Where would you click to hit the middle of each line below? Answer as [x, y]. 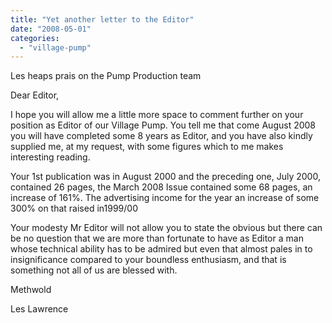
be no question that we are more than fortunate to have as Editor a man [157, 238]
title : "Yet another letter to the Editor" [102, 19]
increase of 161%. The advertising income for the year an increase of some [165, 198]
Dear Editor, [35, 95]
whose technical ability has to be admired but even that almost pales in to [161, 249]
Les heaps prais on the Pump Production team [106, 76]
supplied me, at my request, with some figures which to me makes [147, 147]
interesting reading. [50, 157]
